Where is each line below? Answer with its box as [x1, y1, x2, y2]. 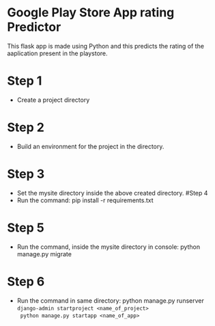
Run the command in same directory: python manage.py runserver [16, 296, 205, 305]
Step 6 [7, 273, 45, 289]
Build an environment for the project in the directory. [16, 142, 164, 150]
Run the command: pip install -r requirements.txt [16, 196, 154, 204]
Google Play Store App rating [7, 5, 175, 21]
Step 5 [7, 220, 44, 235]
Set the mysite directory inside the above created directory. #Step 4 [16, 189, 208, 197]
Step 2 [7, 120, 44, 135]
